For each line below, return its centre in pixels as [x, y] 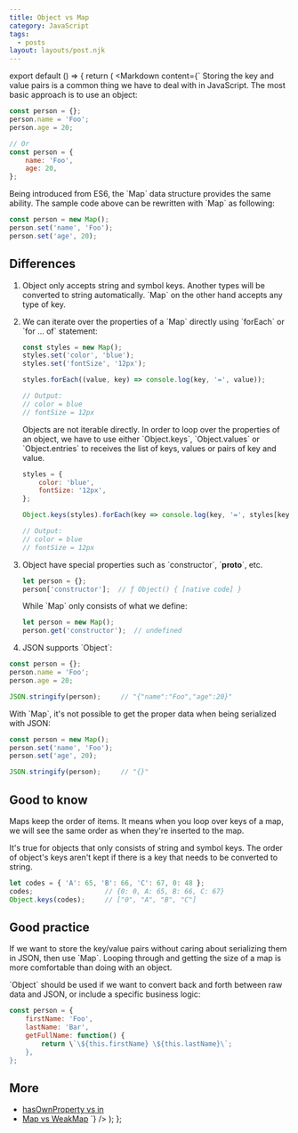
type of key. [44, 304]
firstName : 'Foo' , [59, 1019]
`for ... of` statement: [60, 331]
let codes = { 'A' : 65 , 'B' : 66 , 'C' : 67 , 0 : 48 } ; [107, 883]
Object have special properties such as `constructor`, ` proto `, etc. [142, 564]
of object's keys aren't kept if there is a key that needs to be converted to [144, 857]
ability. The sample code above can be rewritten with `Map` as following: [142, 203]
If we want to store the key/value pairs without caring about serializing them [148, 949]
